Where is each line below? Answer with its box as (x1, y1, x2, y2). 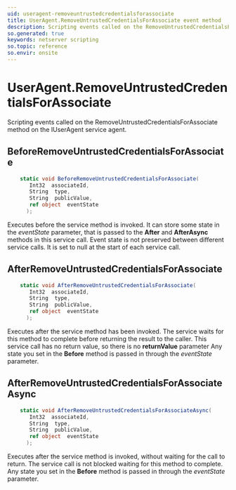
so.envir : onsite (7, 50, 58, 57)
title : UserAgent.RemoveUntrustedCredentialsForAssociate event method (7, 17, 221, 24)
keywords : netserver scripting (7, 37, 99, 44)
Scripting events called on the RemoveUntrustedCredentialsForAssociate (7, 117, 218, 126)
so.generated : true (7, 29, 65, 37)
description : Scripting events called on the (7, 23, 143, 30)
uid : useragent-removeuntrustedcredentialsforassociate (7, 10, 174, 18)
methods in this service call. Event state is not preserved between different (7, 235, 225, 244)
